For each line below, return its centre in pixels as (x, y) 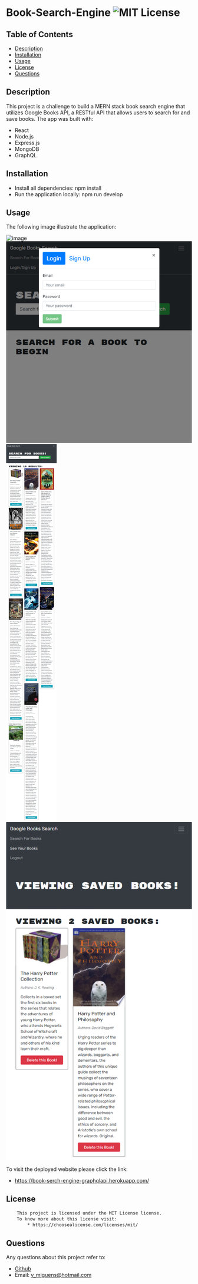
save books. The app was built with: (50, 118)
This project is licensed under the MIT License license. (89, 1213)
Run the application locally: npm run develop (69, 194)
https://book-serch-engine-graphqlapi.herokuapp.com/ (82, 1180)
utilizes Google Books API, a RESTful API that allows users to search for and (98, 113)
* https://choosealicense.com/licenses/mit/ (83, 1225)
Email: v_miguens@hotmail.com (53, 1275)
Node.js (24, 136)
